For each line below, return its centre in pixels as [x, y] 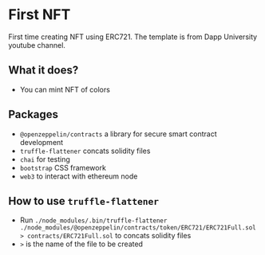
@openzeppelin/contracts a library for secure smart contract [118, 134]
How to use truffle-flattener [84, 201]
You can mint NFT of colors [65, 89]
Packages [33, 114]
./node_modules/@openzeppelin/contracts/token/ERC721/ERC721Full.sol [138, 228]
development [42, 142]
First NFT [40, 15]
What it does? [44, 71]
